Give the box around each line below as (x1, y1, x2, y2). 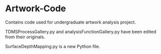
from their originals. (5, 34, 46, 40)
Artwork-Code (5, 3, 66, 14)
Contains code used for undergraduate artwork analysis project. (5, 19, 136, 25)
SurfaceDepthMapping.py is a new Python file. (5, 43, 101, 49)
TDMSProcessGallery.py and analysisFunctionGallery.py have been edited (5, 28, 157, 34)
